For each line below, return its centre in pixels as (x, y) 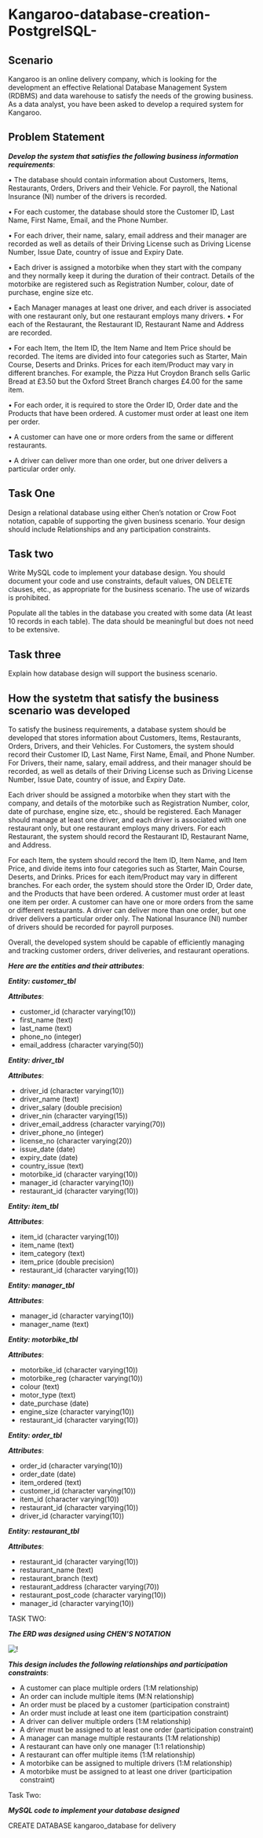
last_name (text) (46, 1029)
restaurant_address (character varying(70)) (89, 1587)
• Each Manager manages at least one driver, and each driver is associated (130, 308)
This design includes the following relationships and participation (118, 1664)
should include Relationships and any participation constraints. (110, 529)
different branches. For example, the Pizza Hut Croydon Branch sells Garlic (130, 373)
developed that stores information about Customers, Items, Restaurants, (125, 738)
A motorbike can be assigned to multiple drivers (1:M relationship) (126, 1763)
